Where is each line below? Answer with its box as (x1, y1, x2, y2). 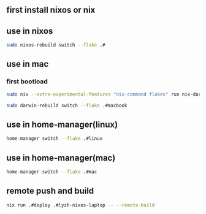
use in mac (6, 59, 49, 69)
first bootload (6, 77, 48, 86)
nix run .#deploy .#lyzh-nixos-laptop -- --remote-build (6, 202, 155, 208)
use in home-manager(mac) (6, 153, 116, 163)
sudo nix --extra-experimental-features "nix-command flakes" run (6, 91, 180, 97)
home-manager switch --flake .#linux (6, 136, 103, 142)
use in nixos (6, 26, 53, 36)
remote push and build (6, 186, 94, 196)
